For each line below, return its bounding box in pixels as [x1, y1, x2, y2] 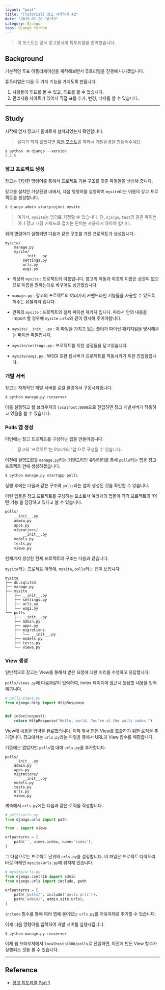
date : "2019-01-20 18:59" [5, 16, 58, 21]
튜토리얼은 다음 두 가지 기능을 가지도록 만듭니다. [5, 79, 97, 84]
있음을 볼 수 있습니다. [10, 410, 51, 416]
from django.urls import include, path [5, 878, 87, 884]
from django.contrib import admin [5, 874, 76, 879]
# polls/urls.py [5, 812, 38, 817]
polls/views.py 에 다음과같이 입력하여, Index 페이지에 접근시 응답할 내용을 [5, 680, 148, 686]
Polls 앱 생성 [5, 424, 33, 431]
